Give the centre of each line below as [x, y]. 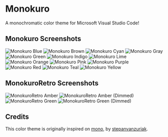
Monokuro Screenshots [43, 39]
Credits [17, 116]
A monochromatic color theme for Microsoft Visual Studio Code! [72, 23]
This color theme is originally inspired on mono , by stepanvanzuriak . [77, 129]
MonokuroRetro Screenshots [52, 83]
